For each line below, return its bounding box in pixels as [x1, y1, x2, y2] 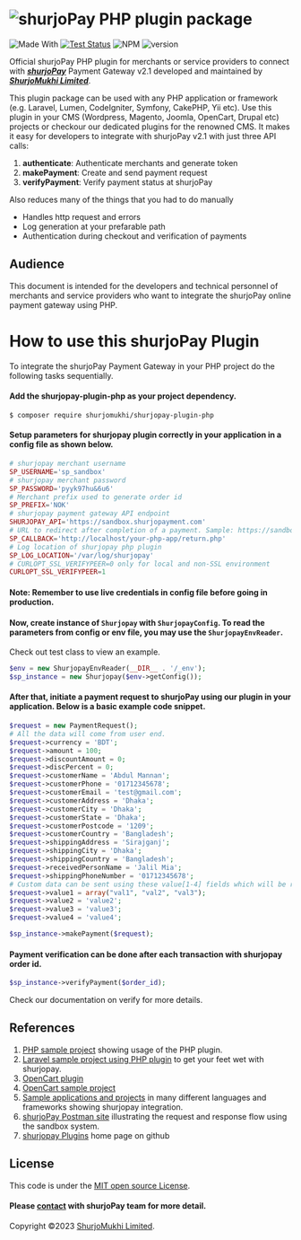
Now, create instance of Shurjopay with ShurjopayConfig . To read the [9, 617, 266, 628]
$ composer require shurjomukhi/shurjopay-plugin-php [9, 410, 215, 419]
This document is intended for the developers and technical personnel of [9, 280, 279, 291]
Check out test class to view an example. [9, 646, 161, 657]
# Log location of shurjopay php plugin [9, 542, 163, 551]
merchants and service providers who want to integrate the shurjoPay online [9, 290, 291, 301]
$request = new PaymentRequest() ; [9, 721, 139, 731]
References [9, 1020, 75, 1036]
